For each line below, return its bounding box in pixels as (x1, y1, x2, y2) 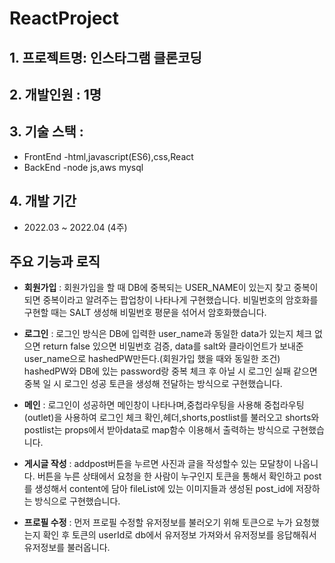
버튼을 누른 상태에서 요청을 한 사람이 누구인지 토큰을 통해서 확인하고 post (37, 470, 322, 482)
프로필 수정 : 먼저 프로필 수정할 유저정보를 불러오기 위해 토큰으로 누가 (23, 517, 293, 529)
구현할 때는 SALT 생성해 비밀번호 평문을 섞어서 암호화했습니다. (23, 307, 267, 319)
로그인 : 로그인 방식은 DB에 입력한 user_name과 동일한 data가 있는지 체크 (23, 328, 313, 340)
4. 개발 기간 (9, 193, 77, 210)
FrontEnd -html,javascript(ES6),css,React (23, 150, 194, 162)
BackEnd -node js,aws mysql (23, 161, 144, 173)
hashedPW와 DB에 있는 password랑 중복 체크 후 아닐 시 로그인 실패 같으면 (23, 365, 318, 377)
